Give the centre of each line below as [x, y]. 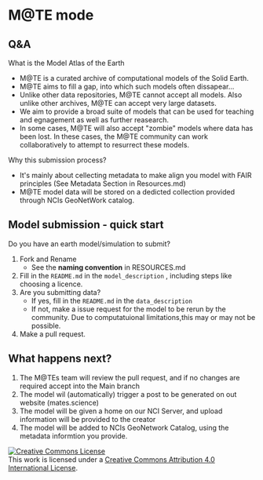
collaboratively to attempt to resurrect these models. [104, 145]
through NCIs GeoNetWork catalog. [77, 200]
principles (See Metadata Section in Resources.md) [102, 184]
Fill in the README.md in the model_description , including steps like [126, 275]
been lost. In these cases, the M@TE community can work [114, 136]
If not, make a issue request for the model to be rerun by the [128, 309]
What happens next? [60, 359]
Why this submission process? [58, 160]
